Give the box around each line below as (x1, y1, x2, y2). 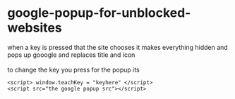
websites (7, 20, 62, 36)
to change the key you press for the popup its (7, 65, 140, 74)
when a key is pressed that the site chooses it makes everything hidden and (7, 43, 228, 51)
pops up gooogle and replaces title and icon (7, 51, 135, 59)
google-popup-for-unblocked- (7, 5, 191, 21)
